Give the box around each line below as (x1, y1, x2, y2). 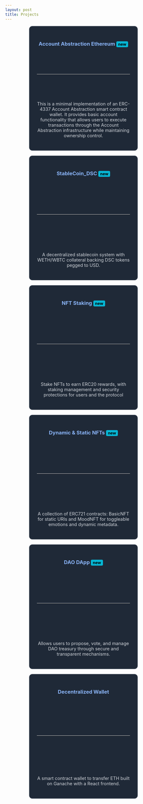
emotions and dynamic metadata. (48, 521, 119, 527)
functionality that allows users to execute (40, 117, 127, 123)
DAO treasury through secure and (48, 646, 119, 652)
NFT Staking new (62, 300, 103, 307)
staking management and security (47, 387, 120, 393)
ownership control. (64, 133, 103, 139)
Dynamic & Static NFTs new (49, 429, 117, 436)
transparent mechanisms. (57, 651, 110, 657)
